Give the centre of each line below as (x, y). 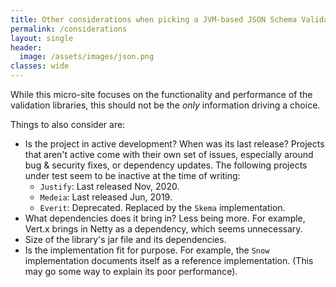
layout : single (42, 38)
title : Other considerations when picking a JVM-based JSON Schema (154, 19)
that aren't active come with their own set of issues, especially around (169, 154)
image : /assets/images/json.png (87, 57)
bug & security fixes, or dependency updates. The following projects (166, 165)
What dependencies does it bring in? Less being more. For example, (165, 218)
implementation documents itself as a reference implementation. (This (169, 260)
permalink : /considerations (69, 29)
